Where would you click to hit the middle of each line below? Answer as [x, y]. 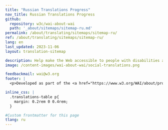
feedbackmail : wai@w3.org [32, 74]
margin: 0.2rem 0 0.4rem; [41, 102]
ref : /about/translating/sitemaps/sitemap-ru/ [54, 38]
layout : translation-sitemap [35, 51]
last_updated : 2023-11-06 [32, 47]
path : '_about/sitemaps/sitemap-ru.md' [51, 28]
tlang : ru [15, 120]
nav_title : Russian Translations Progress [50, 14]
